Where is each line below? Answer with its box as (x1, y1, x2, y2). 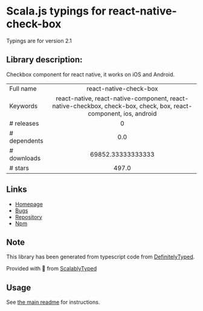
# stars (9, 163, 29, 172)
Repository (14, 213, 42, 220)
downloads (9, 154, 41, 162)
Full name (9, 84, 37, 93)
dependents (9, 136, 43, 145)
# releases (9, 119, 39, 128)
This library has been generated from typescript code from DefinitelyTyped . (6, 253, 195, 261)
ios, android (123, 109, 157, 117)
